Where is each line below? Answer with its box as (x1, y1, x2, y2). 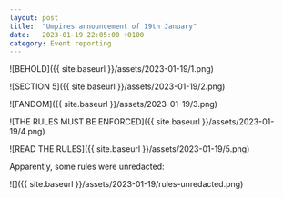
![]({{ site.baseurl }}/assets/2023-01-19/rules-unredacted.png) (9, 179, 244, 190)
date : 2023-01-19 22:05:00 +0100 (9, 30, 145, 39)
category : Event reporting (9, 38, 112, 48)
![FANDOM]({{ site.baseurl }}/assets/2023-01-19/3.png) (9, 99, 218, 110)
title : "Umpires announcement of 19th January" (9, 22, 197, 31)
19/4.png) (9, 126, 45, 137)
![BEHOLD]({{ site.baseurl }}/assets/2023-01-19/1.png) (9, 64, 214, 74)
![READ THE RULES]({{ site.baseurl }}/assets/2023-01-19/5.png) (9, 144, 250, 154)
